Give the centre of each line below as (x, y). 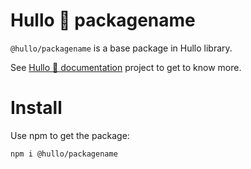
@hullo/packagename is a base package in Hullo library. (121, 48)
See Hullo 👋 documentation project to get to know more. (126, 67)
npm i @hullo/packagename (64, 154)
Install (36, 108)
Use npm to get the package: (70, 135)
